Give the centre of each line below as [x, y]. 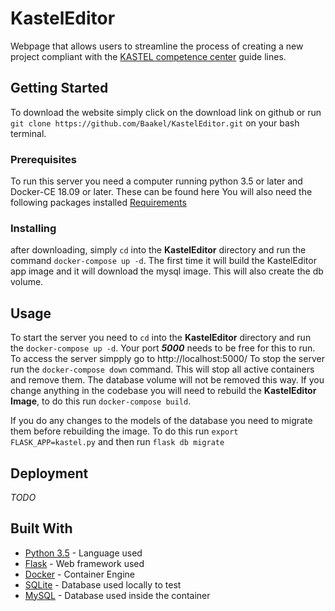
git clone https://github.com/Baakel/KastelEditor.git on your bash [155, 123]
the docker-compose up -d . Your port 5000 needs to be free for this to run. [163, 348]
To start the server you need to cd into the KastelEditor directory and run [161, 338]
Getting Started [59, 88]
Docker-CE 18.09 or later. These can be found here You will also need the [161, 192]
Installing [33, 228]
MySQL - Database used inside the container [117, 595]
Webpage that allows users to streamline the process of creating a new [157, 46]
